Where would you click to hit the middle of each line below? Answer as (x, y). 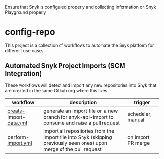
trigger (142, 102)
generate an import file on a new (81, 111)
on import (139, 137)
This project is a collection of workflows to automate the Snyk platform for (80, 45)
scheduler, (140, 114)
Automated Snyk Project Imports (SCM (65, 66)
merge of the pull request (72, 149)
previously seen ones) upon (75, 143)
